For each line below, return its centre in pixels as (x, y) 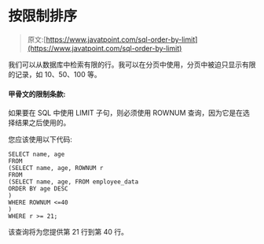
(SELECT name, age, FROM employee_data (73, 182)
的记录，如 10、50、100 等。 (55, 74)
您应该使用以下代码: (40, 139)
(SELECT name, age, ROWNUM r (56, 168)
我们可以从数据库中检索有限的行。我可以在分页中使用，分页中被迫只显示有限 (132, 65)
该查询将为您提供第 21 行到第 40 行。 (68, 232)
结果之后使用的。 (42, 123)
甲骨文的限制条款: (37, 94)
